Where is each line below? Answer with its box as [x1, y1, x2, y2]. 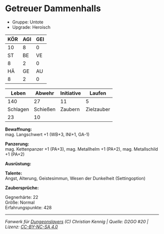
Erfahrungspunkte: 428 [5, 204, 52, 210]
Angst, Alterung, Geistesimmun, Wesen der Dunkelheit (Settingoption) [5, 175, 145, 181]
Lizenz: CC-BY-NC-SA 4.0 [5, 224, 58, 230]
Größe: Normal [5, 199, 35, 205]
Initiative [60, 90, 82, 97]
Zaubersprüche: [5, 185, 39, 191]
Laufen [89, 90, 106, 97]
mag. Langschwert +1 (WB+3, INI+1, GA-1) [5, 131, 90, 137]
